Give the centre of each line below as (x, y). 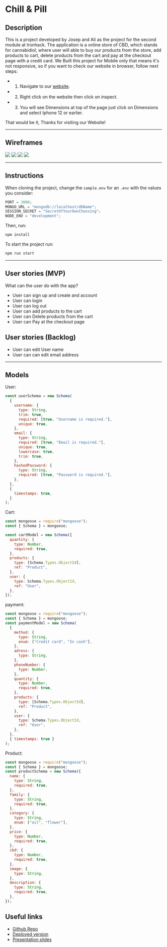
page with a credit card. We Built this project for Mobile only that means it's (82, 61)
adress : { (24, 651)
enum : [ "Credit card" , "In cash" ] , (55, 641)
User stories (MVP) (35, 273)
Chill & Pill (26, 9)
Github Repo (25, 929)
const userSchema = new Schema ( (39, 396)
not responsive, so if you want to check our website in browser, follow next (82, 66)
